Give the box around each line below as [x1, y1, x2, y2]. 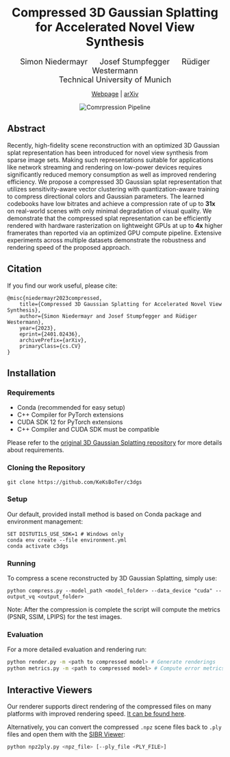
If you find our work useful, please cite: [7, 281, 118, 290]
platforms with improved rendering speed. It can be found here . [7, 710, 186, 718]
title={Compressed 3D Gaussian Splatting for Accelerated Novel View [19, 301, 222, 307]
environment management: [7, 517, 84, 526]
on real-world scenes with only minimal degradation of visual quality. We [7, 207, 212, 215]
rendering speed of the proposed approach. [7, 243, 131, 251]
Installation [7, 367, 56, 379]
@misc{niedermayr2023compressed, [7, 294, 103, 301]
